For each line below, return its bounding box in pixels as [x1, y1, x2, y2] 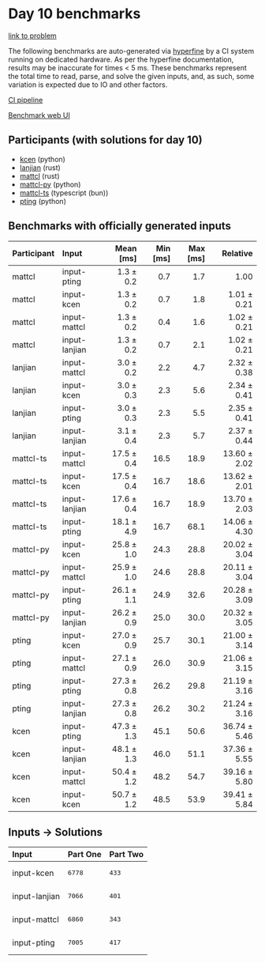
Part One [67, 849, 102, 860]
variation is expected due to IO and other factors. [8, 80, 168, 89]
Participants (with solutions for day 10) [8, 134, 203, 147]
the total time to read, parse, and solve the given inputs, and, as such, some [8, 71, 255, 81]
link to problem [8, 31, 57, 40]
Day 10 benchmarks [8, 5, 141, 23]
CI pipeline [8, 95, 43, 104]
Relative [222, 247, 253, 259]
